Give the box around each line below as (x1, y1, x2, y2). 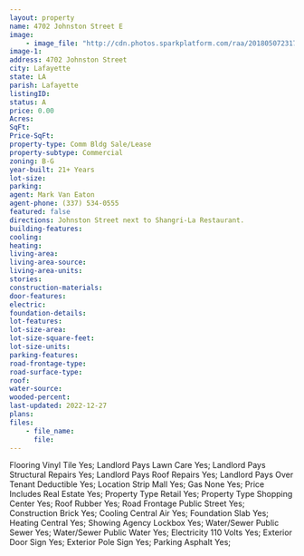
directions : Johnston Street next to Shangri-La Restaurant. (9, 215, 245, 225)
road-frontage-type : (9, 359, 88, 368)
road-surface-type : (9, 367, 83, 376)
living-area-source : (9, 258, 88, 268)
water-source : (9, 385, 63, 394)
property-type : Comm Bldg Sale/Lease (9, 140, 152, 149)
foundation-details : (9, 308, 88, 317)
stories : (9, 275, 43, 284)
